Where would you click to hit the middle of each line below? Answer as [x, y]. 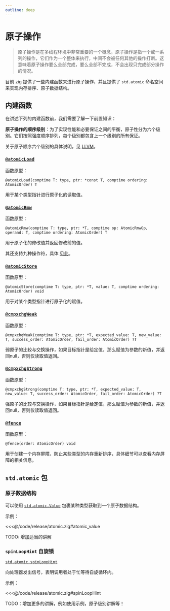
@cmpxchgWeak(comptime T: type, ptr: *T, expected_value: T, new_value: [83, 335]
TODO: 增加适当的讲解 [29, 537]
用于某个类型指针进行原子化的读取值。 [45, 195]
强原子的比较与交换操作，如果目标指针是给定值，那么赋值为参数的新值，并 [83, 404]
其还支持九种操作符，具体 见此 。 [39, 253]
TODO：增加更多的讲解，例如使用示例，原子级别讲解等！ [65, 604]
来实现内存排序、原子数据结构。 [38, 88]
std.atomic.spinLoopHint [31, 562]
